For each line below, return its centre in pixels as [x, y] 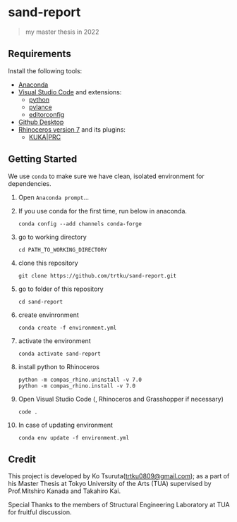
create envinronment [49, 315]
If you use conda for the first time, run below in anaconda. [103, 211]
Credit [22, 459]
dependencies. [30, 183]
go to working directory [52, 237]
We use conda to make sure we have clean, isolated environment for [106, 176]
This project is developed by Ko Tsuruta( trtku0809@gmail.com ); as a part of [119, 476]
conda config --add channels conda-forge [80, 224]
